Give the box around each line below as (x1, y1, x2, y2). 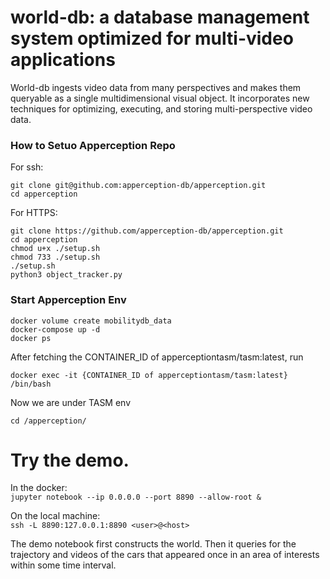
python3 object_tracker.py (10, 270, 123, 280)
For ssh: (10, 161, 44, 173)
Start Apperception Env (10, 293, 127, 307)
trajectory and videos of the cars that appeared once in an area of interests (10, 549, 320, 561)
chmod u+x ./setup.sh (10, 244, 101, 254)
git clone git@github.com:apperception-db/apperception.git (10, 181, 267, 191)
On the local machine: (10, 510, 101, 522)
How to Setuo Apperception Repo (10, 138, 176, 152)
